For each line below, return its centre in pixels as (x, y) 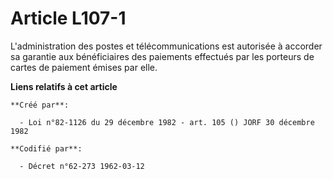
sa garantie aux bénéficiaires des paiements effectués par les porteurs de (162, 56)
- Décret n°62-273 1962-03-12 (82, 166)
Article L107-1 (68, 18)
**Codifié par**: (46, 148)
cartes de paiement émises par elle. (84, 67)
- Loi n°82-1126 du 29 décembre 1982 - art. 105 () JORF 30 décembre (167, 122)
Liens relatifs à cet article (64, 86)
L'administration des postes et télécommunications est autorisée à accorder (166, 46)
